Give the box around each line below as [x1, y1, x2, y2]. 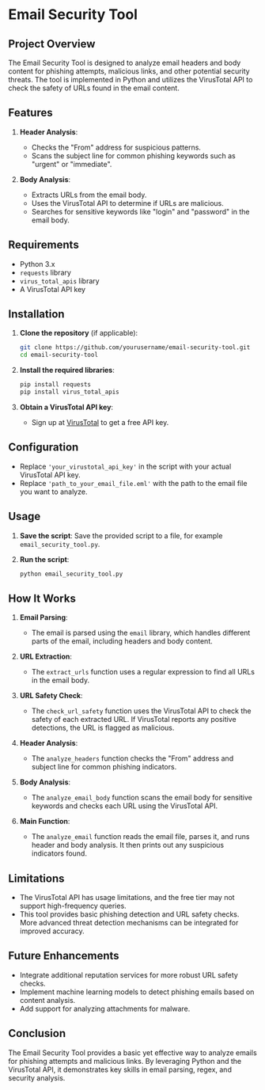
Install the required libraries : [19, 366, 115, 375]
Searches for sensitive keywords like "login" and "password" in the [31, 207, 250, 216]
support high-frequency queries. [19, 901, 127, 911]
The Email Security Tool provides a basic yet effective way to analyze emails [8, 1047, 257, 1058]
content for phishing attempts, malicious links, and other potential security [8, 66, 251, 76]
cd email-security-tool [19, 351, 99, 359]
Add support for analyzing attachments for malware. [19, 1004, 191, 1013]
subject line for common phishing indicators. [31, 762, 177, 772]
